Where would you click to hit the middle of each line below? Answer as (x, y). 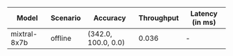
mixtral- (24, 34)
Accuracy (110, 18)
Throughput (158, 18)
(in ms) (204, 22)
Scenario (66, 18)
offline (61, 38)
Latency (204, 13)
